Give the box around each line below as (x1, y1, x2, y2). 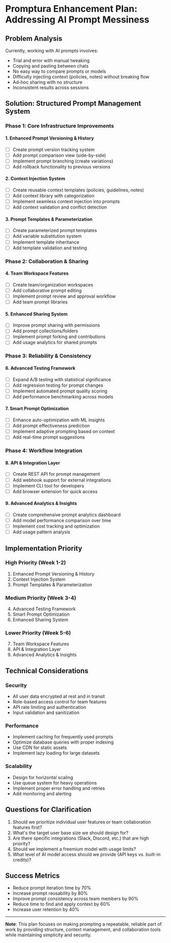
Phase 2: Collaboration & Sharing (5, 258, 89, 265)
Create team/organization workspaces (12, 281, 93, 288)
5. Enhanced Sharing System (5, 311, 68, 317)
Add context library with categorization (12, 193, 95, 199)
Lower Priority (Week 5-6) (5, 630, 71, 637)
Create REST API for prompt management (12, 471, 100, 477)
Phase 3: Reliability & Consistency (5, 352, 92, 359)
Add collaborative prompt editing (12, 287, 82, 293)
